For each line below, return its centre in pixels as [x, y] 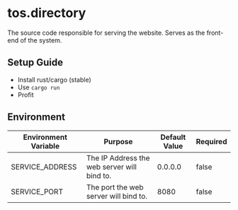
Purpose [118, 141]
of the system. [41, 40]
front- [215, 33]
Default [173, 137]
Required [211, 141]
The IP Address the [118, 157]
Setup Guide [35, 63]
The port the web [115, 187]
